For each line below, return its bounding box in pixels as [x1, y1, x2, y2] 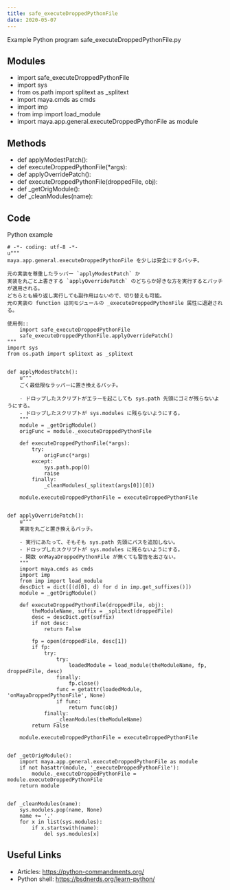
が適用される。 [7, 285, 43, 292]
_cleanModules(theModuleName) [56, 716, 143, 723]
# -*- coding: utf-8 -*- [7, 244, 78, 251]
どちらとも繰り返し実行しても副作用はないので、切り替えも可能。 [7, 292, 165, 299]
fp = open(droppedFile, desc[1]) [32, 637, 128, 644]
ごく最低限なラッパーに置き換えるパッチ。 [19, 381, 122, 389]
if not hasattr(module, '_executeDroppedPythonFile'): [19, 764, 180, 771]
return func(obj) [68, 703, 118, 711]
